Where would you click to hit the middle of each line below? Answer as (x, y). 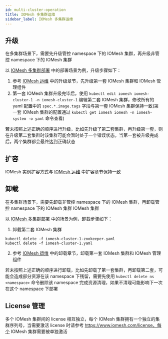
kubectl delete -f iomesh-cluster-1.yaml (49, 243)
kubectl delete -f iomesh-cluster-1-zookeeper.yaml (60, 239)
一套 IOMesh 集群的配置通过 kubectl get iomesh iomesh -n (73, 112)
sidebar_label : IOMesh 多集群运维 (39, 19)
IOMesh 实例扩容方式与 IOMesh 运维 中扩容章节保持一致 (63, 172)
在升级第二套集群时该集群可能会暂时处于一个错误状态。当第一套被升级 (77, 135)
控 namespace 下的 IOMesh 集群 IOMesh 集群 (52, 208)
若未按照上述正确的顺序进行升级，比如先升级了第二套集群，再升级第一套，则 (84, 129)
